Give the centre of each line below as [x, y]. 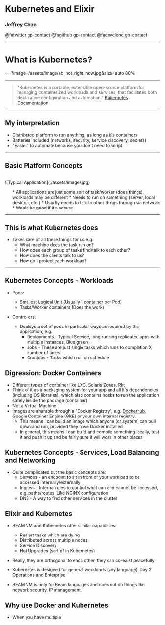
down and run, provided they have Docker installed [71, 427]
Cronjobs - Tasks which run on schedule [68, 357]
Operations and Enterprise [39, 575]
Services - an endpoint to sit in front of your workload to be [80, 477]
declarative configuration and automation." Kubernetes [72, 98]
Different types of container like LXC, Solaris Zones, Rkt [69, 385]
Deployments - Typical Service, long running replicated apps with [93, 337]
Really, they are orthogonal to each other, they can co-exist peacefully [83, 560]
